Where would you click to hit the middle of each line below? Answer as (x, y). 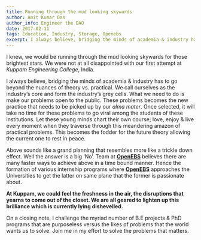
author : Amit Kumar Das (36, 17)
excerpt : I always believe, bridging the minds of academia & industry (97, 40)
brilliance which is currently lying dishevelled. (65, 206)
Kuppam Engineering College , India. (50, 69)
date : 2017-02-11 (28, 28)
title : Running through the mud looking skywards (69, 12)
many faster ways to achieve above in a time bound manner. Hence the (94, 163)
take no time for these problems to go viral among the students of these (95, 113)
